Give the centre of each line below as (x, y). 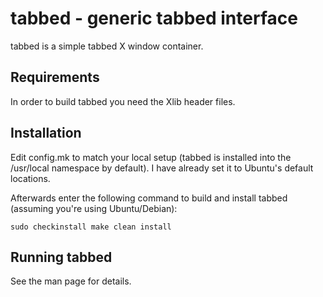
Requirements (55, 77)
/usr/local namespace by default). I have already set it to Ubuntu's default (162, 168)
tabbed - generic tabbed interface (154, 18)
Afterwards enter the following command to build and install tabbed (149, 198)
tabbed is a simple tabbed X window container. (107, 46)
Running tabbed (61, 257)
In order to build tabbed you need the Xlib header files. (123, 101)
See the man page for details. (71, 281)
